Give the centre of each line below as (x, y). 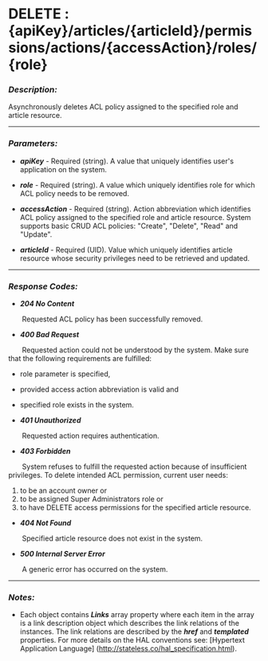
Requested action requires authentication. (91, 436)
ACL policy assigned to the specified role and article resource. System (135, 217)
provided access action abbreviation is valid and (99, 390)
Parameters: (33, 144)
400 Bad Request (49, 335)
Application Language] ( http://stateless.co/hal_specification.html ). (128, 649)
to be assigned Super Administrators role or (91, 499)
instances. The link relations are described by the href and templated (134, 631)
